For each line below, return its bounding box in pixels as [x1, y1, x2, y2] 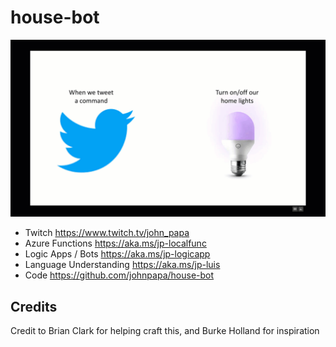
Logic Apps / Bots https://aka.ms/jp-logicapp [24, 248, 211, 260]
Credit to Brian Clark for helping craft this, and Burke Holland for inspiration [10, 325, 320, 337]
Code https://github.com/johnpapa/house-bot [24, 269, 215, 281]
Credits [10, 298, 58, 315]
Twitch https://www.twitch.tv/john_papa [24, 227, 190, 239]
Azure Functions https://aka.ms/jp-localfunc [24, 237, 207, 250]
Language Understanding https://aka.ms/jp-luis [24, 259, 221, 271]
